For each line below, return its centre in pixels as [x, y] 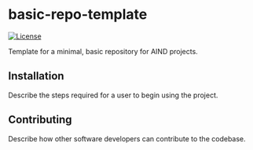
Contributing [40, 120]
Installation [36, 76]
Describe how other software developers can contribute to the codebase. [127, 138]
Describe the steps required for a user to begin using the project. [113, 95]
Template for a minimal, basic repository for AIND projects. [103, 51]
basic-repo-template [78, 15]
